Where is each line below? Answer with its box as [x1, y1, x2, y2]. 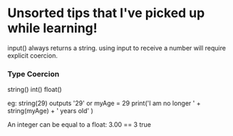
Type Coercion [7, 69, 60, 79]
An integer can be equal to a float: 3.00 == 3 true [7, 120, 152, 129]
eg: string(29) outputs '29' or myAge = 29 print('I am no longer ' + [7, 99, 201, 108]
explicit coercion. [7, 51, 58, 60]
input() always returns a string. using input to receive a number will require [7, 43, 227, 52]
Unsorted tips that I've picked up [7, 5, 205, 21]
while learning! [7, 20, 98, 36]
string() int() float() [7, 85, 62, 94]
